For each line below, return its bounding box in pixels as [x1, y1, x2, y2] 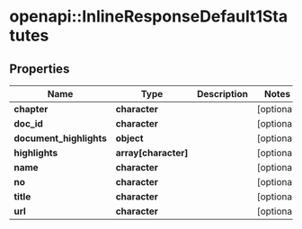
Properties [9, 61, 70, 76]
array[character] [115, 146, 189, 159]
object [115, 132, 144, 145]
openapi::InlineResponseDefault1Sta [9, 6, 289, 27]
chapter [13, 103, 49, 115]
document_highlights [13, 132, 108, 145]
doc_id [13, 118, 43, 129]
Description [196, 88, 249, 100]
